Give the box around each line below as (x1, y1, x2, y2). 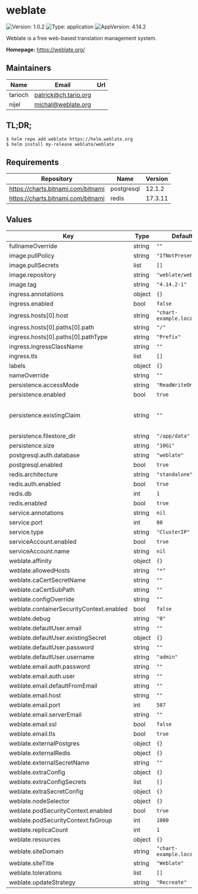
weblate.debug (9, 614, 51, 623)
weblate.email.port (9, 701, 61, 710)
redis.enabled (9, 499, 47, 507)
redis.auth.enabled (9, 480, 61, 488)
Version (146, 175, 169, 183)
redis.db (9, 490, 32, 498)
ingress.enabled (9, 300, 54, 308)
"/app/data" (156, 433, 190, 439)
